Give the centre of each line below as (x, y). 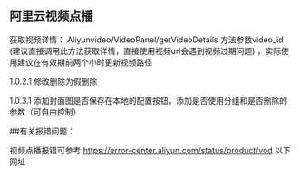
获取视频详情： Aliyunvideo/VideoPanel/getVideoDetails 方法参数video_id (146, 40)
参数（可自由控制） (45, 112)
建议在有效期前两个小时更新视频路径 (84, 62)
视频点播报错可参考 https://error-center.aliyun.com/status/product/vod (141, 150)
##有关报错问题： (42, 131)
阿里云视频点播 (51, 16)
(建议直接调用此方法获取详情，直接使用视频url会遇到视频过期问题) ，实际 (145, 51)
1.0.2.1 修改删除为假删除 (53, 81)
